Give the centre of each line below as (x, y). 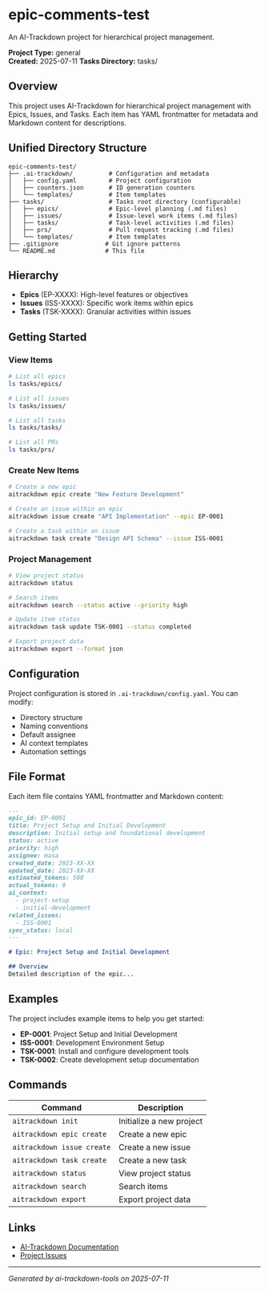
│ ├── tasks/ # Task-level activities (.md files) (121, 222)
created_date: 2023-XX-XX (51, 863)
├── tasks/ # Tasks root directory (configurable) (125, 202)
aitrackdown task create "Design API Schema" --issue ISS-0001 (116, 538)
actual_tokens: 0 (37, 886)
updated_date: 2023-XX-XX (51, 870)
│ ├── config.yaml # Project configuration (100, 181)
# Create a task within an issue (64, 531)
